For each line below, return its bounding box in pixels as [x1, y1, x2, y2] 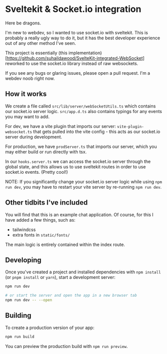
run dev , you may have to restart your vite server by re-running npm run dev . [5, 184, 162, 190]
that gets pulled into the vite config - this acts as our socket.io [33, 128, 161, 134]
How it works [5, 90, 47, 98]
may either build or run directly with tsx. [5, 148, 87, 155]
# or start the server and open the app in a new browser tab [5, 293, 137, 298]
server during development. [5, 133, 62, 140]
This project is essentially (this [5, 50, 68, 56]
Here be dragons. [5, 20, 41, 26]
